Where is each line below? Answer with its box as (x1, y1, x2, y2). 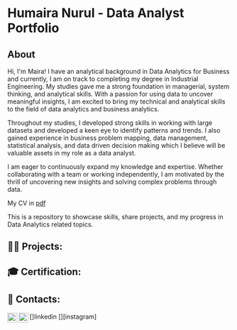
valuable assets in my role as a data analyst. (7, 149, 136, 157)
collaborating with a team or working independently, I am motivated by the (7, 170, 225, 178)
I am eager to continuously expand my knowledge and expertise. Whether (7, 163, 224, 171)
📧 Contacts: (7, 293, 60, 306)
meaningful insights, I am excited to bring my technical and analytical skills (7, 97, 226, 106)
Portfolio (7, 20, 60, 36)
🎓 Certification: (7, 265, 82, 277)
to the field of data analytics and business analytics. (7, 105, 160, 113)
